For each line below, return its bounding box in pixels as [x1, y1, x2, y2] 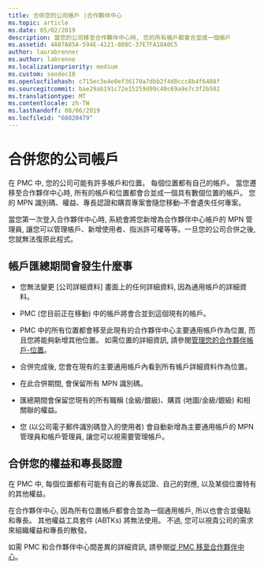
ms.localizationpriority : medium [8, 63, 118, 71]
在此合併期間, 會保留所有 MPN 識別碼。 [19, 378, 147, 388]
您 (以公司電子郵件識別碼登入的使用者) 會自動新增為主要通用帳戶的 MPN [19, 422, 254, 431]
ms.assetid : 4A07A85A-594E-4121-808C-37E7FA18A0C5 [8, 41, 178, 49]
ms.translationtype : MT [8, 92, 87, 100]
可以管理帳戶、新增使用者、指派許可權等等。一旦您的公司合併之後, [39, 224, 256, 233]
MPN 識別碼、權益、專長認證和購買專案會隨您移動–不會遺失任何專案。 [17, 198, 246, 207]
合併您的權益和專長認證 [8, 457, 122, 470]
